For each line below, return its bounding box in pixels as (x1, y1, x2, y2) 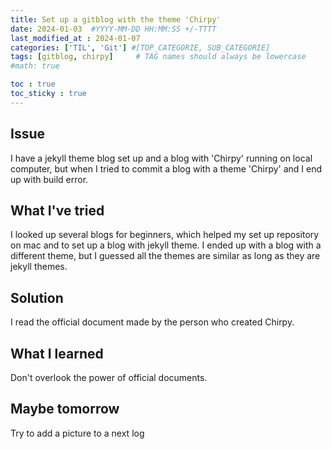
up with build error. (10, 173, 89, 185)
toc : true (10, 79, 56, 90)
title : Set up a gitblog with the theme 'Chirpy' (10, 14, 222, 25)
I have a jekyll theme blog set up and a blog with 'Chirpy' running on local (10, 152, 313, 164)
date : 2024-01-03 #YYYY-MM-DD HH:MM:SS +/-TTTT (10, 24, 217, 34)
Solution (10, 289, 64, 306)
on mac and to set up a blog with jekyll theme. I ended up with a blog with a (10, 239, 322, 251)
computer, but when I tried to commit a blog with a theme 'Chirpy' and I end (10, 162, 323, 175)
